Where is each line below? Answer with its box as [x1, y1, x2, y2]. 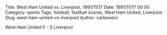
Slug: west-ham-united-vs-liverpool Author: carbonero [5, 15, 118, 20]
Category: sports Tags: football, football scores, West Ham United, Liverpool [5, 9, 162, 15]
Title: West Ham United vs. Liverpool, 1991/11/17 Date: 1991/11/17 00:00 [5, 4, 150, 10]
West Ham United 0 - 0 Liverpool [5, 24, 73, 30]
